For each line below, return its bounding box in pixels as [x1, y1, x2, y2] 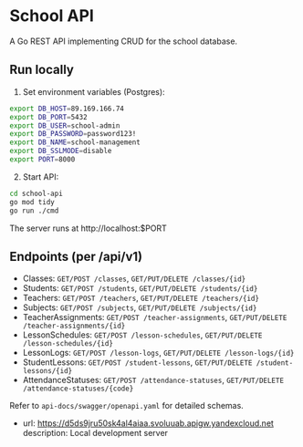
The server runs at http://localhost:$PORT [9, 223, 167, 234]
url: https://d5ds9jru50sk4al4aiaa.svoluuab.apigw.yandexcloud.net [22, 418, 274, 429]
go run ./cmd [9, 206, 59, 215]
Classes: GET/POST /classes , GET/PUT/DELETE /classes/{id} [22, 273, 246, 284]
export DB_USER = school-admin [9, 120, 120, 130]
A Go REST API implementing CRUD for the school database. [9, 36, 238, 47]
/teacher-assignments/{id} [22, 321, 126, 331]
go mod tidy [9, 197, 55, 206]
